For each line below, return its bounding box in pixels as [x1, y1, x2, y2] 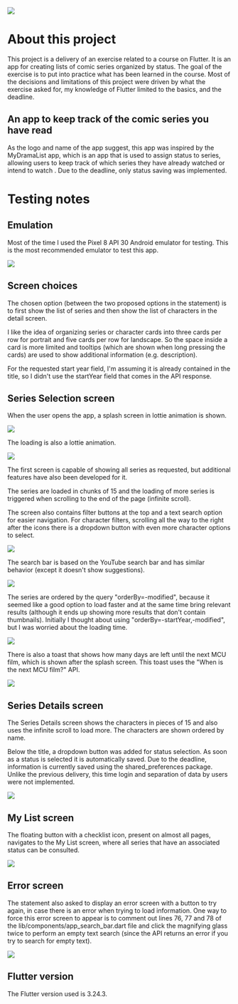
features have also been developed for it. [7, 473, 128, 482]
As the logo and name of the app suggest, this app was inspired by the [7, 143, 215, 152]
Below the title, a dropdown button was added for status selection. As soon [7, 747, 227, 756]
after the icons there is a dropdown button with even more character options [7, 524, 231, 532]
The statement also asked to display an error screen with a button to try [7, 899, 217, 907]
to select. [7, 531, 35, 539]
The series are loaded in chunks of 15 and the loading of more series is [7, 487, 215, 495]
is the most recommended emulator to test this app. [7, 246, 158, 254]
